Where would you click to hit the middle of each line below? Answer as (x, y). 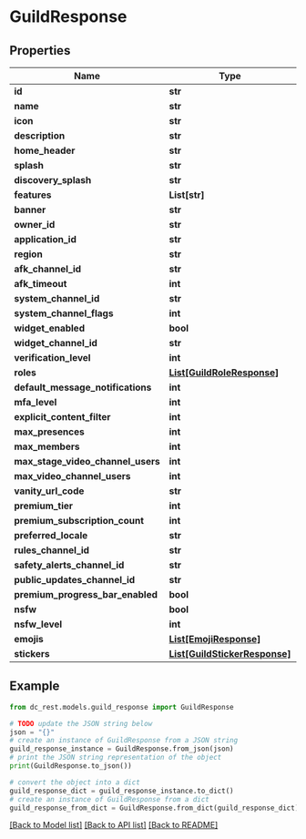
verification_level (52, 358)
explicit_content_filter (62, 417)
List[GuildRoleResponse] (224, 373)
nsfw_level (38, 624)
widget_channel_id (56, 343)
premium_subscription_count (79, 521)
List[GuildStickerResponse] (230, 654)
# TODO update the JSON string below (81, 723)
